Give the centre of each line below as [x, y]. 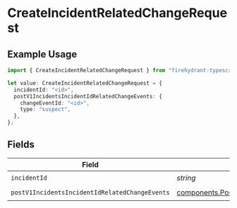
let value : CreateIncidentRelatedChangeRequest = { [85, 83]
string [186, 178]
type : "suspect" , [45, 110]
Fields [21, 145]
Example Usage [42, 54]
